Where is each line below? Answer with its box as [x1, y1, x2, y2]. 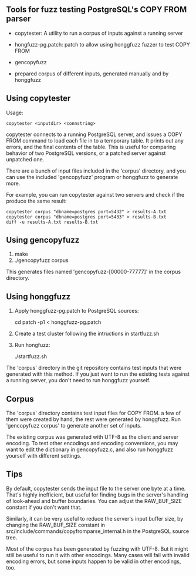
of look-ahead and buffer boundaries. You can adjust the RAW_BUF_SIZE [6, 497, 182, 504]
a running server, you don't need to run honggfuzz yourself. [6, 377, 151, 384]
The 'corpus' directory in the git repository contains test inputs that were [6, 365, 182, 372]
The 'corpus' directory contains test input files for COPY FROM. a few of [6, 409, 181, 417]
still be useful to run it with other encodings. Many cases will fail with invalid [6, 551, 190, 558]
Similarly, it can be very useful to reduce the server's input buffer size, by [6, 515, 184, 522]
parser [6, 14, 31, 24]
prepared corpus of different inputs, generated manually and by [14, 70, 169, 77]
